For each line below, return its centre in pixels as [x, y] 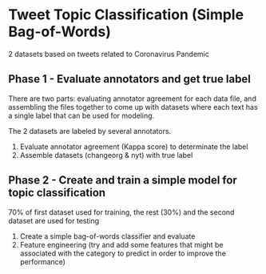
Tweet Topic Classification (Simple [126, 15]
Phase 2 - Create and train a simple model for [123, 181]
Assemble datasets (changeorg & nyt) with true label [106, 155]
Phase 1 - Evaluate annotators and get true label [130, 79]
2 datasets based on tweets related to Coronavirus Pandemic [109, 54]
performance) [43, 261]
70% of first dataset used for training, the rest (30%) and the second [121, 212]
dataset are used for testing [54, 220]
